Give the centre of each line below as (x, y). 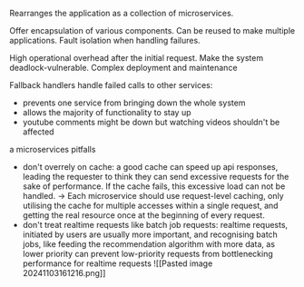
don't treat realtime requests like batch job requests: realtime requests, (155, 225)
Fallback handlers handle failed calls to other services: (111, 85)
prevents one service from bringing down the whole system (134, 103)
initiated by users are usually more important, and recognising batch (150, 234)
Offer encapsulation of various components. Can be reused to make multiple (152, 30)
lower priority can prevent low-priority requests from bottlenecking (148, 254)
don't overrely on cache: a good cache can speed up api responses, (150, 167)
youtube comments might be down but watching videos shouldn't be (151, 122)
